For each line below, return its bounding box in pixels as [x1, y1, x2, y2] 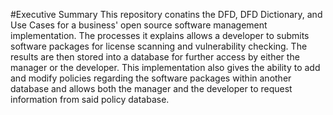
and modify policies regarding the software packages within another [10, 72, 292, 84]
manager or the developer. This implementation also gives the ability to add [10, 62, 321, 73]
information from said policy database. [10, 94, 170, 105]
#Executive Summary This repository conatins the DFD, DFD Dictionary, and [10, 9, 323, 20]
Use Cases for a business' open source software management [10, 19, 268, 31]
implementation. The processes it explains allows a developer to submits [10, 30, 310, 41]
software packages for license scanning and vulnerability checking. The [10, 40, 308, 52]
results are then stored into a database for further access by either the [10, 51, 300, 63]
